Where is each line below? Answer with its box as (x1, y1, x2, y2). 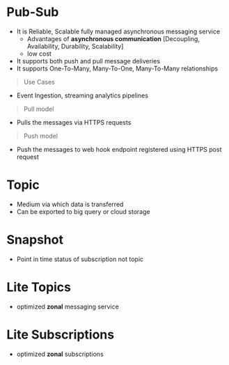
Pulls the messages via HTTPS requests (16, 118, 132, 126)
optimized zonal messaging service (16, 302, 119, 311)
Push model (23, 132, 58, 140)
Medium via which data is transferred (16, 200, 124, 208)
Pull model (23, 104, 54, 113)
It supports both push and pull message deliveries (16, 56, 161, 65)
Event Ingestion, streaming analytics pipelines (16, 91, 149, 100)
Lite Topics (6, 279, 71, 295)
